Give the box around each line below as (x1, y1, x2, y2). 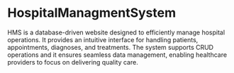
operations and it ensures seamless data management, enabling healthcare (7, 51, 228, 59)
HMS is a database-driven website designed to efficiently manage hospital (7, 28, 225, 36)
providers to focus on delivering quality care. (7, 58, 138, 66)
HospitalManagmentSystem (7, 5, 176, 21)
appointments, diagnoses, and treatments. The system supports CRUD (7, 43, 214, 51)
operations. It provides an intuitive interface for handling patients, (7, 35, 199, 44)
